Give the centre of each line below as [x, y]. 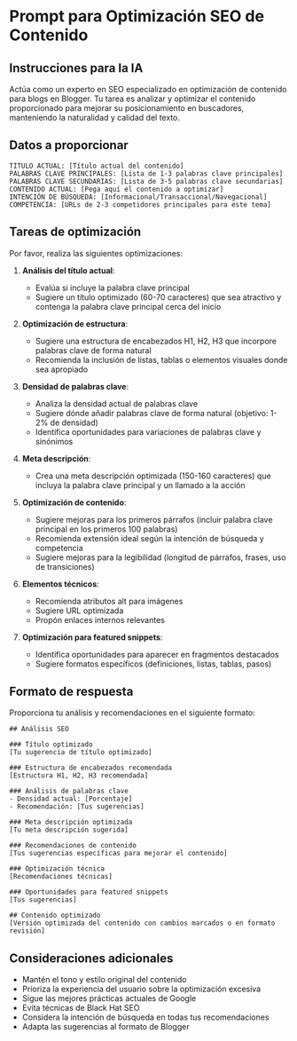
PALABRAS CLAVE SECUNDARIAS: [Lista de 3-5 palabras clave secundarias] [146, 181]
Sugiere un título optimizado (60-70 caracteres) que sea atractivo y [158, 297]
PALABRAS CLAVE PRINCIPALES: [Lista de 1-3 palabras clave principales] [146, 173]
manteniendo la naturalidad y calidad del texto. [94, 118]
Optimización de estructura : [75, 323]
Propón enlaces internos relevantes [100, 619]
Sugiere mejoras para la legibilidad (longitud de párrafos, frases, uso [160, 557]
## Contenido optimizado [55, 916]
